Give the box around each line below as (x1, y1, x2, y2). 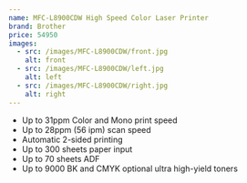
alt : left (25, 73, 63, 82)
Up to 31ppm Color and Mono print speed (21, 115, 179, 126)
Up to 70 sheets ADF (21, 153, 100, 164)
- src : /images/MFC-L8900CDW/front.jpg (16, 47, 169, 56)
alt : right (25, 89, 67, 98)
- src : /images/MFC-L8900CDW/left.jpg (16, 65, 165, 74)
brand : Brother (8, 22, 67, 31)
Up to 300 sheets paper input (21, 143, 133, 155)
